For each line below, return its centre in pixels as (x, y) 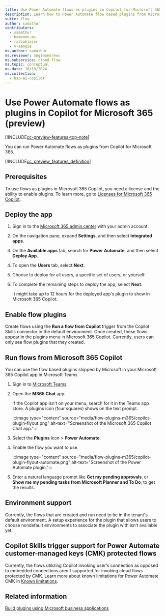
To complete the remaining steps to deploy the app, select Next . (77, 284)
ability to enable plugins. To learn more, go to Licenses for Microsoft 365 (79, 194)
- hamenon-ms (23, 37)
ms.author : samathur (26, 51)
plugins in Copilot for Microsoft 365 (79, 113)
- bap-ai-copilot (27, 78)
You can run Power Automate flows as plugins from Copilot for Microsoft (79, 147)
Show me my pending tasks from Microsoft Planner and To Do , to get (84, 482)
